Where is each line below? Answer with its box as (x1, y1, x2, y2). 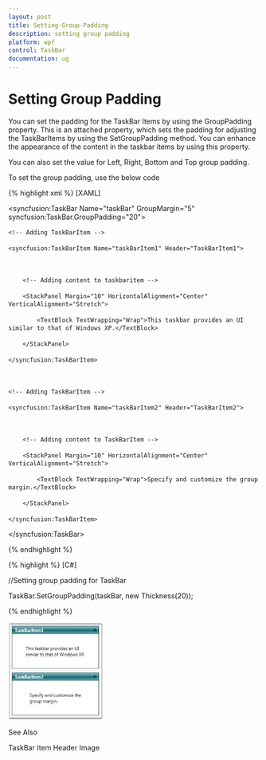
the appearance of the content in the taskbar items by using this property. (8, 142, 251, 151)
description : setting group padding (8, 29, 130, 37)
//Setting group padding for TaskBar (8, 575, 127, 585)
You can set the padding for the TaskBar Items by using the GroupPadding (8, 116, 252, 126)
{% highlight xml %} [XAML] (8, 188, 101, 198)
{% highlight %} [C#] (8, 560, 77, 570)
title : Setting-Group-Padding (8, 21, 109, 29)
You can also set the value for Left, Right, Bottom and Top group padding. (8, 157, 249, 166)
